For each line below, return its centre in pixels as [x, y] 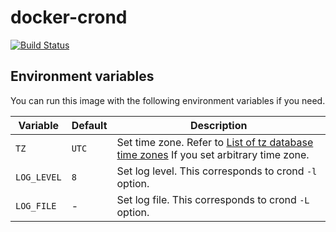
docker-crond [69, 17]
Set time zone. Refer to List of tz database [215, 142]
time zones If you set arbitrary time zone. [213, 154]
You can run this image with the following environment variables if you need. [168, 100]
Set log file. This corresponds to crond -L [213, 199]
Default [89, 125]
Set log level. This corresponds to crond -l [217, 171]
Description [219, 125]
